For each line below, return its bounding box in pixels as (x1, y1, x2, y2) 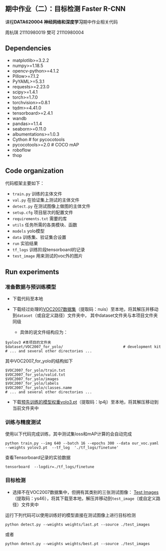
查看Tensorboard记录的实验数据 (5, 455, 71, 461)
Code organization (5, 167, 64, 175)
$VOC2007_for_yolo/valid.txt (5, 372, 66, 377)
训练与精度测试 (5, 419, 41, 426)
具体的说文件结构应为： (19, 329, 68, 335)
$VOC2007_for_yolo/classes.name (5, 385, 72, 391)
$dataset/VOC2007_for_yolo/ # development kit (5, 344, 162, 349)
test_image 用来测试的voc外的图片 (12, 253, 83, 259)
